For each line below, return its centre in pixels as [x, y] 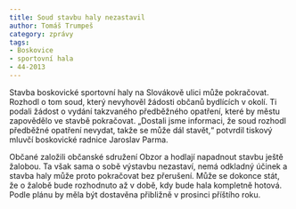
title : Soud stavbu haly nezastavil [77, 17]
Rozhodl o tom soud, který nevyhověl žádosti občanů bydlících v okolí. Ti [143, 101]
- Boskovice [31, 51]
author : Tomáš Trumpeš [51, 26]
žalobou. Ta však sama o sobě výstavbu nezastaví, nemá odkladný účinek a [148, 166]
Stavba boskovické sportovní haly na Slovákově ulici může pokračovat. [139, 92]
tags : [19, 42]
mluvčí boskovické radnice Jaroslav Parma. [89, 140]
